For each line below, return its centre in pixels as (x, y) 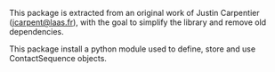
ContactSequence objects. (58, 58)
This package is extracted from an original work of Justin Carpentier (134, 13)
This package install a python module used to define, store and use (133, 49)
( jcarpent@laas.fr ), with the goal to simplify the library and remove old (138, 22)
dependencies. (36, 32)
